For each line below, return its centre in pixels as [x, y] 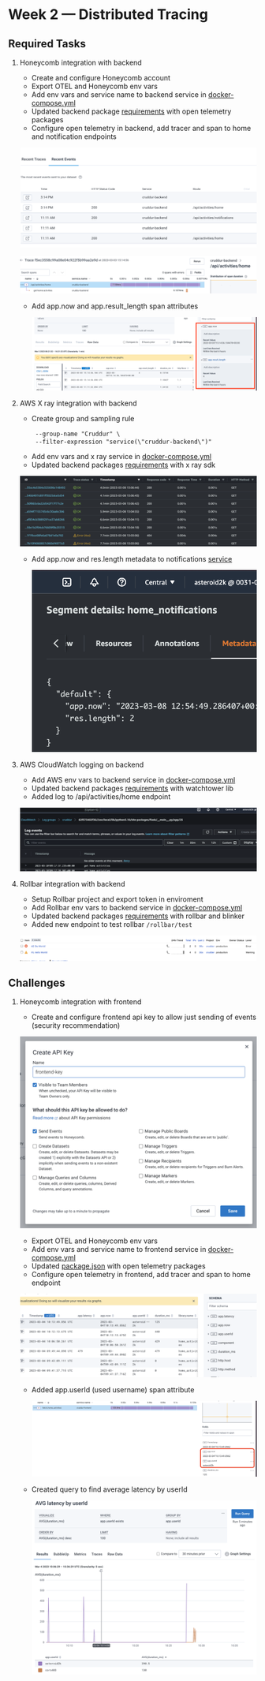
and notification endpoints [74, 136]
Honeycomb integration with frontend [80, 1002]
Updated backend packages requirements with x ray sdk [123, 465]
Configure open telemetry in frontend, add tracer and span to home [141, 1274]
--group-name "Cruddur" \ [78, 434]
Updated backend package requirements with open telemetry [131, 111]
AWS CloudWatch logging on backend [82, 764]
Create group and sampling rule [83, 418]
